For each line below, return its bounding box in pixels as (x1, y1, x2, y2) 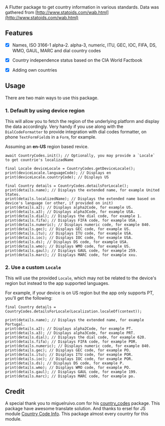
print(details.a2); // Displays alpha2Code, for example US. (5, 205, 133, 210)
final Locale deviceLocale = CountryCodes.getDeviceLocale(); (5, 166, 135, 171)
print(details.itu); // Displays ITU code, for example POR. (5, 352, 133, 357)
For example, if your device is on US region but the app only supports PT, (5, 290, 154, 296)
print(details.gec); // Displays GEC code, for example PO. (5, 348, 132, 353)
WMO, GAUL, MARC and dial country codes (12, 47, 101, 53)
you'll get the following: (5, 295, 53, 301)
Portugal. (5, 322, 26, 327)
